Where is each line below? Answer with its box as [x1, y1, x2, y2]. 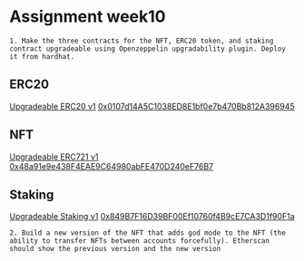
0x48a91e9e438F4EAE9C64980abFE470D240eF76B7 [9, 160, 214, 171]
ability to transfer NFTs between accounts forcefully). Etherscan [9, 237, 270, 246]
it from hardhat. [9, 52, 75, 61]
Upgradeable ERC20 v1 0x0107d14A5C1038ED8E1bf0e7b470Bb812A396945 [9, 101, 295, 111]
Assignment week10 [9, 6, 166, 27]
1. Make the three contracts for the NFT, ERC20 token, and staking [9, 36, 274, 45]
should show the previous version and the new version [9, 245, 221, 254]
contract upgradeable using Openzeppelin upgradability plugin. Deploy [9, 43, 286, 53]
